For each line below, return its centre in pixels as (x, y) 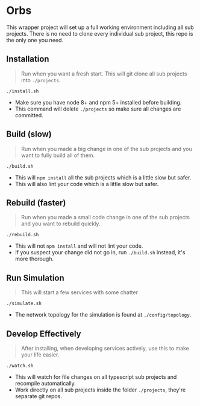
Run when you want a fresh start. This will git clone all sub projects (104, 74)
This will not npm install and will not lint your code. (79, 246)
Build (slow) (29, 134)
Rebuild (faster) (36, 203)
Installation (28, 59)
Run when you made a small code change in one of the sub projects (105, 217)
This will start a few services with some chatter (80, 292)
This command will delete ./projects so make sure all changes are (98, 109)
